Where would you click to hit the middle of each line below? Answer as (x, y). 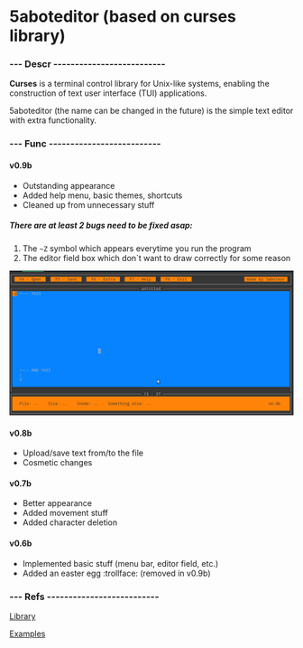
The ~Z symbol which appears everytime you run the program (137, 248)
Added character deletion (70, 522)
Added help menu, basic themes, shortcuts (102, 195)
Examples (28, 634)
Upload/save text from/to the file (83, 453)
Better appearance (57, 503)
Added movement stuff (65, 513)
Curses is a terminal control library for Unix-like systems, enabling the (140, 84)
